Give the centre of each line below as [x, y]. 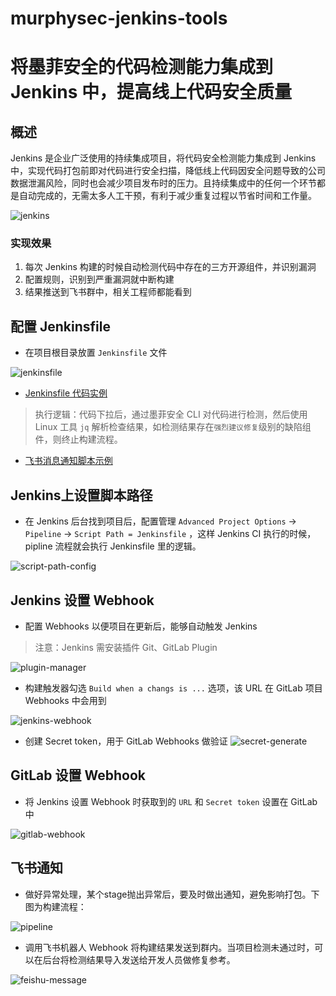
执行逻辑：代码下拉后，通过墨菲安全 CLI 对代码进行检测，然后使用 [171, 414]
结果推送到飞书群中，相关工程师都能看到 [108, 292]
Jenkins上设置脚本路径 [81, 495]
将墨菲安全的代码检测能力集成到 [142, 67]
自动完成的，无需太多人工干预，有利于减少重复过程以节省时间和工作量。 [167, 196]
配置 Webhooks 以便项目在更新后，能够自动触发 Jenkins [141, 626]
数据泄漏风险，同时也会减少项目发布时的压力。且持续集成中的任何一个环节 [163, 183]
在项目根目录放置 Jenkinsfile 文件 [96, 353]
